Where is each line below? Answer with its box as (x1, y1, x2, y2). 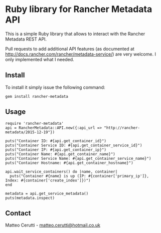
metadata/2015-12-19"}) (5, 129, 55, 135)
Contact (5, 209, 31, 217)
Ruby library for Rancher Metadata (5, 4, 152, 15)
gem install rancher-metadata (5, 94, 69, 99)
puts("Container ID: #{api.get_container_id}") (5, 138, 107, 143)
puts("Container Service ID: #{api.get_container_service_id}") (5, 143, 142, 148)
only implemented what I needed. (5, 56, 74, 62)
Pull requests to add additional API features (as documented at (5, 46, 134, 52)
